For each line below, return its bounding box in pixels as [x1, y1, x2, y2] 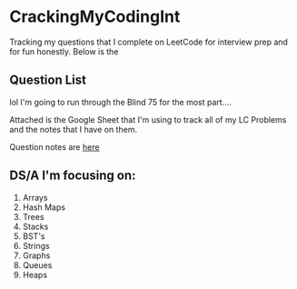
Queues [22, 259, 53, 270]
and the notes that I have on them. [9, 124, 138, 135]
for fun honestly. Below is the [9, 45, 119, 56]
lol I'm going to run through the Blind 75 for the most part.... [9, 96, 232, 107]
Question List [9, 73, 86, 88]
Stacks [22, 221, 49, 232]
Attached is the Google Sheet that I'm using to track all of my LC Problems [9, 114, 287, 125]
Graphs [22, 250, 51, 261]
